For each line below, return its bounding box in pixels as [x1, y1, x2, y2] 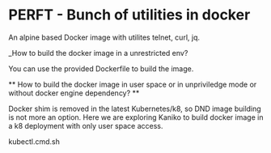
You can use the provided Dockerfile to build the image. [8, 63, 194, 74]
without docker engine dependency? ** [8, 87, 140, 98]
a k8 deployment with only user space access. [8, 121, 163, 130]
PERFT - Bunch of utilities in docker [8, 6, 251, 24]
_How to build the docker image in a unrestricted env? [8, 48, 188, 57]
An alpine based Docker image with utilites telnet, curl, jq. [8, 32, 201, 42]
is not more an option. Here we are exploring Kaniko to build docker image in [8, 112, 264, 122]
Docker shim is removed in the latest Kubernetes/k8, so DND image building [8, 104, 261, 113]
